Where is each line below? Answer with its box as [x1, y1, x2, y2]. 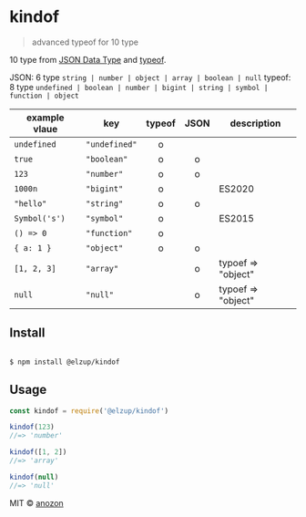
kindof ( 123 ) [9, 422, 55, 432]
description [229, 117, 281, 129]
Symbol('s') [14, 212, 66, 223]
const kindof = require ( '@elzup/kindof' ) [9, 406, 169, 416]
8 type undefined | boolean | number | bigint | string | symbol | [9, 81, 269, 92]
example [25, 111, 66, 124]
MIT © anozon [9, 497, 64, 508]
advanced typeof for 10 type [31, 36, 139, 47]
